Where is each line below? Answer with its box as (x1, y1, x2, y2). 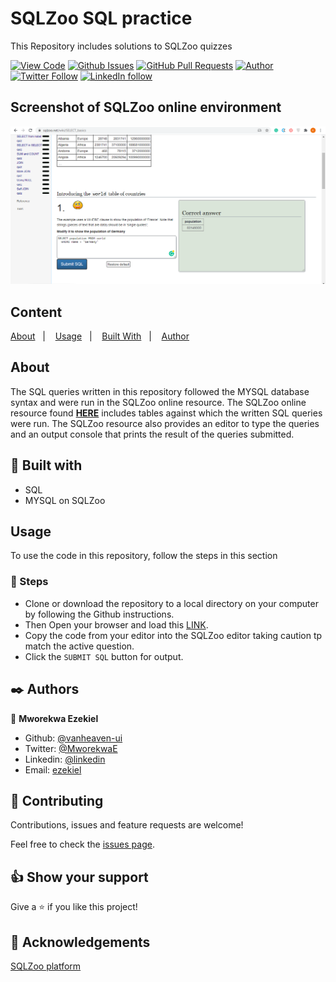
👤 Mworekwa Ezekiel (10, 712, 99, 724)
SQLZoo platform (10, 960, 82, 972)
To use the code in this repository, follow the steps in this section (10, 550, 278, 562)
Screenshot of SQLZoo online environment (10, 99, 282, 116)
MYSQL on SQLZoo (24, 494, 106, 506)
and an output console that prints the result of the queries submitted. (10, 428, 295, 440)
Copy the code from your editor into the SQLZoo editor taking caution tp (24, 629, 323, 641)
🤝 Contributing (10, 792, 104, 809)
